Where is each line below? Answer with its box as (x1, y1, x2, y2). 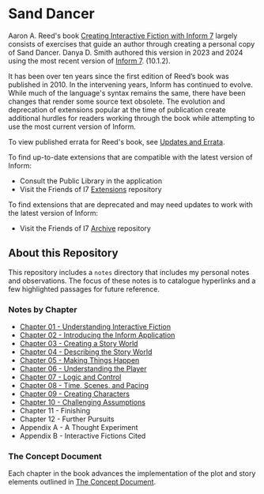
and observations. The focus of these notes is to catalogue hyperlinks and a (8, 276, 256, 285)
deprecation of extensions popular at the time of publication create (8, 104, 227, 115)
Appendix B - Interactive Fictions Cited (19, 432, 146, 441)
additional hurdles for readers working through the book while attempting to (8, 113, 255, 123)
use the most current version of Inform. (8, 122, 136, 131)
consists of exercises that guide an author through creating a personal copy (8, 39, 255, 48)
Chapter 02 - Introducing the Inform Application (19, 330, 175, 340)
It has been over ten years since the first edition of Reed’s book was (8, 71, 229, 81)
